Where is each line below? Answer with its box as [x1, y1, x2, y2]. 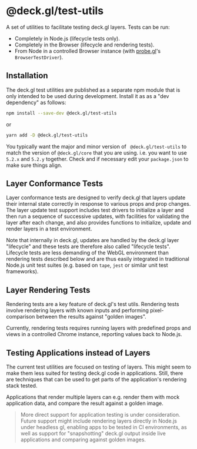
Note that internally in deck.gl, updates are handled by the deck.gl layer [6, 237, 179, 244]
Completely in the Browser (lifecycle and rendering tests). [14, 41, 155, 48]
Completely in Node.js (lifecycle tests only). [14, 35, 121, 42]
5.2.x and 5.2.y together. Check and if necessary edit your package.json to [6, 155, 189, 162]
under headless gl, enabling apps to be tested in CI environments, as [20, 423, 187, 430]
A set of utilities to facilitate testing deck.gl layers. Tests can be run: [6, 24, 171, 31]
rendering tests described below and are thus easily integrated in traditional [6, 256, 189, 263]
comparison [6, 313, 35, 320]
